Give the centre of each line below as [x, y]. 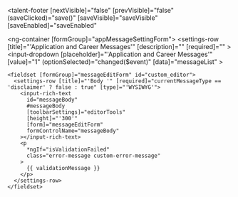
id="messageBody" [52, 100]
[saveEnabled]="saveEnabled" [52, 25]
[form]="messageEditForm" [64, 124]
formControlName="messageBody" [73, 131]
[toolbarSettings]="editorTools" [76, 112]
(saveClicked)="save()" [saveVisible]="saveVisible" [83, 18]
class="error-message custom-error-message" [93, 156]
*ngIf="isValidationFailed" [68, 149]
